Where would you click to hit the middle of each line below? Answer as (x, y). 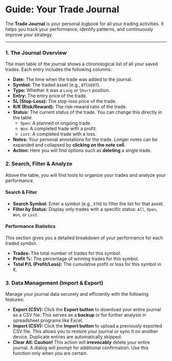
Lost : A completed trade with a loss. (58, 134)
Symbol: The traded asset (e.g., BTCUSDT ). (57, 85)
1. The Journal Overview (36, 52)
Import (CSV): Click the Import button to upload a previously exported (87, 326)
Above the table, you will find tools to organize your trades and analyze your (86, 175)
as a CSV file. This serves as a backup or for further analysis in (80, 315)
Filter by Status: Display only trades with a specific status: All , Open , (85, 209)
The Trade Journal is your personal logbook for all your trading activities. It (84, 24)
